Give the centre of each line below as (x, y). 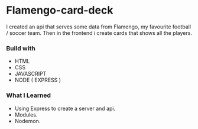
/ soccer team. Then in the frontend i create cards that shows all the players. (99, 33)
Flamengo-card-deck (60, 10)
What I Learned (29, 95)
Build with (21, 48)
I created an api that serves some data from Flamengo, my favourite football (98, 27)
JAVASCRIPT (30, 74)
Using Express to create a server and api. (65, 108)
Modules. (26, 115)
